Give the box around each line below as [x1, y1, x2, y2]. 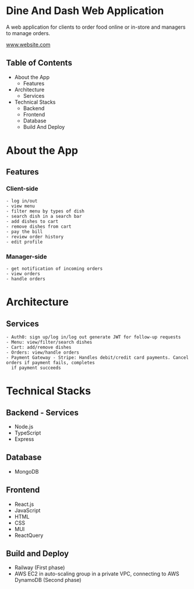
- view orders [6, 270, 41, 276]
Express [14, 435, 34, 443]
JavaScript [14, 506, 41, 513]
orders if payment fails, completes [6, 359, 95, 365]
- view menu [6, 203, 35, 209]
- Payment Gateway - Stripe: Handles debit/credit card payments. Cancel [6, 354, 189, 361]
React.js [14, 501, 34, 508]
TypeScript [14, 429, 41, 436]
